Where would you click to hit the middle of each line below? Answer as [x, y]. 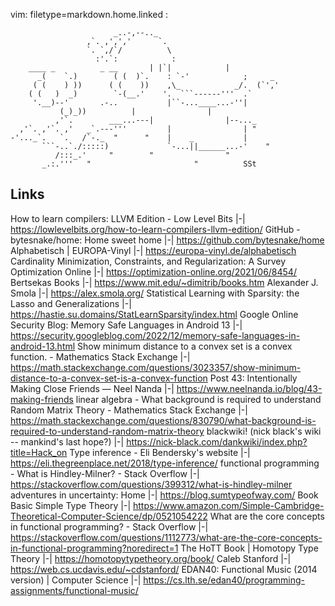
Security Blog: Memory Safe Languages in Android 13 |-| [126, 325]
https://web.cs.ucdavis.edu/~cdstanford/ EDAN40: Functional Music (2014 [164, 569]
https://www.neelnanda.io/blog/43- [249, 388]
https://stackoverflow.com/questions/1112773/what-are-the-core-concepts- [166, 537]
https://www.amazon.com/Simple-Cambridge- [229, 505]
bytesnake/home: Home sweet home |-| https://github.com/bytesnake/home [167, 240]
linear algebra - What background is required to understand [198, 399]
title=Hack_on [39, 452]
